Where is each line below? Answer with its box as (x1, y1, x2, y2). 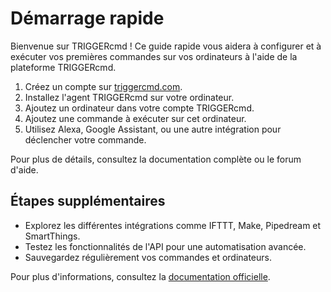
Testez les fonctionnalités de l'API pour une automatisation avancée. (24, 240, 307, 252)
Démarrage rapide (10, 7, 165, 30)
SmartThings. (24, 230, 81, 242)
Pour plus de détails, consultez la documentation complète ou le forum (10, 153, 302, 165)
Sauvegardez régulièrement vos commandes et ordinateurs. (24, 251, 272, 263)
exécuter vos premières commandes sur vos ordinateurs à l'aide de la (10, 50, 298, 62)
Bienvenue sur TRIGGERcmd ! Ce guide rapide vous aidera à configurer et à (10, 40, 322, 52)
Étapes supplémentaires (10, 193, 166, 210)
